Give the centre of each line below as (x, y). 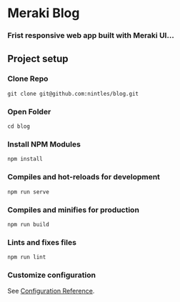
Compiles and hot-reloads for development (84, 177)
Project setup (38, 59)
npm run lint (27, 257)
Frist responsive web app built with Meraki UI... (91, 36)
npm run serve (29, 192)
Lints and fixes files (42, 242)
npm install (25, 159)
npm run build (29, 224)
